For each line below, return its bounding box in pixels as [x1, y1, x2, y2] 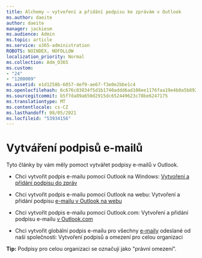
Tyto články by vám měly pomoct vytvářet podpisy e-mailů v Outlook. [6, 161, 179, 169]
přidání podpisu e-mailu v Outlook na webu [14, 197, 122, 205]
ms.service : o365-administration [6, 43, 90, 49]
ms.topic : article [6, 37, 52, 43]
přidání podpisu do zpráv [14, 179, 78, 187]
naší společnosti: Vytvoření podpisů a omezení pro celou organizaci [14, 233, 183, 241]
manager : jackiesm [6, 25, 52, 32]
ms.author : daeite [6, 14, 52, 20]
